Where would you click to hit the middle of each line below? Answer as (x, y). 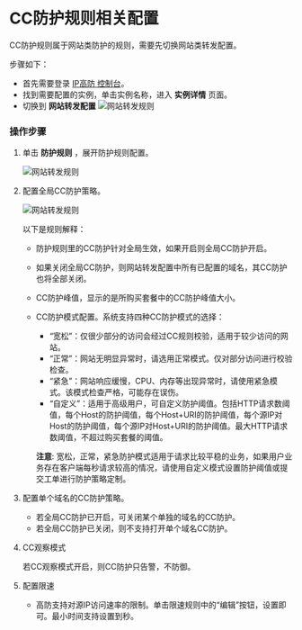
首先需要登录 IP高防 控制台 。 (75, 83)
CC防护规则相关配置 (84, 18)
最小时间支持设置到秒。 (95, 616)
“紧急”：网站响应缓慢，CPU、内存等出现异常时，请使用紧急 (160, 381)
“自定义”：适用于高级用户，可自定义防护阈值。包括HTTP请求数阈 (169, 404)
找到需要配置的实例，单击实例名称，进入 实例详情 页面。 (127, 94)
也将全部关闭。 (63, 279)
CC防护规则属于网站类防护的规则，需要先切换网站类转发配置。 (125, 45)
